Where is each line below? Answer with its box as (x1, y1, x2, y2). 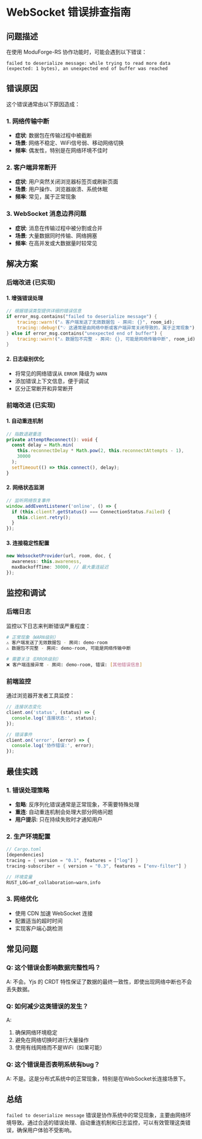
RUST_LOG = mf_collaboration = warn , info (6, 879, 101, 885)
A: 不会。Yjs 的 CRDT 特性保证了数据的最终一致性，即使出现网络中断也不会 (6, 978, 192, 986)
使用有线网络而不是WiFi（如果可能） (14, 1043, 105, 1051)
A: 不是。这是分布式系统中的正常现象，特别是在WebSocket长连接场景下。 (6, 1075, 189, 1082)
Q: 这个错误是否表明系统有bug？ (6, 1060, 100, 1069)
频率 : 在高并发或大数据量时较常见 (14, 239, 97, 246)
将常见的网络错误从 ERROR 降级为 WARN (14, 370, 108, 377)
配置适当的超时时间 (14, 917, 63, 924)
